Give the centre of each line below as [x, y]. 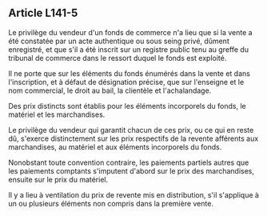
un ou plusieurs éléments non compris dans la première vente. [111, 203]
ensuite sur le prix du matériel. [58, 179]
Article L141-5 [43, 13]
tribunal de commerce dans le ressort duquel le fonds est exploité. [118, 58]
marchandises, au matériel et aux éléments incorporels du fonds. [115, 146]
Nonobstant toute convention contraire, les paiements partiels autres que [129, 162]
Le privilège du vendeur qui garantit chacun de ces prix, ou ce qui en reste [131, 130]
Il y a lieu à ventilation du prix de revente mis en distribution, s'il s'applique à [134, 194]
